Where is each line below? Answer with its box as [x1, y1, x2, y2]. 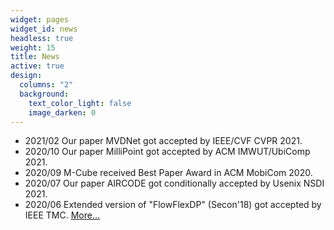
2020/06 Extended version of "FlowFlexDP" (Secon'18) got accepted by [24, 199, 322, 211]
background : [19, 89, 70, 99]
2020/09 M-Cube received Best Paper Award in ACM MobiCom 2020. [24, 167, 313, 179]
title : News [10, 52, 60, 62]
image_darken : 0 [28, 107, 97, 118]
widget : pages [10, 14, 70, 25]
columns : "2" [19, 80, 74, 90]
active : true [10, 61, 65, 71]
